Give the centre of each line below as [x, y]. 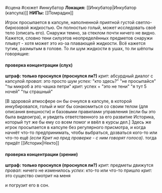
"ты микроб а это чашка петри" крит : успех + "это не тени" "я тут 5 [76, 87]
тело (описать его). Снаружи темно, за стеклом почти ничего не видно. [81, 33]
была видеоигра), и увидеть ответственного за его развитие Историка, [80, 117]
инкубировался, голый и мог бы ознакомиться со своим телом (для [77, 106]
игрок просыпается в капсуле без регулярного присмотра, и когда [76, 128]
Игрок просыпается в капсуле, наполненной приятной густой [70, 22]
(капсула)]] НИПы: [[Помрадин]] [39, 13]
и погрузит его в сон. [27, 185]
